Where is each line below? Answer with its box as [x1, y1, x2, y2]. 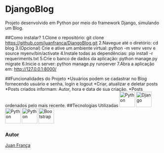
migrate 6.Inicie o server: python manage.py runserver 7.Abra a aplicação [5, 61, 155, 67]
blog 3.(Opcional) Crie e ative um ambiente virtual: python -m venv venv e [5, 45, 156, 51]
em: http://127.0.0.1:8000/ [5, 66, 57, 72]
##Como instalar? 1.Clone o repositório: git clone [5, 35, 104, 40]
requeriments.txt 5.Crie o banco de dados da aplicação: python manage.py [5, 55, 158, 61]
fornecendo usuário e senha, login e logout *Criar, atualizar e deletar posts [5, 80, 158, 87]
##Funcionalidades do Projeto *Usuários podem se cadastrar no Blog [5, 76, 147, 81]
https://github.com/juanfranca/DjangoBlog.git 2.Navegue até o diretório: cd [5, 39, 159, 45]
